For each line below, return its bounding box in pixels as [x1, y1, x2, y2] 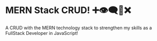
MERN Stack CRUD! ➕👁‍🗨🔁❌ [5, 5, 131, 16]
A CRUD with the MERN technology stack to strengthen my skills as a [5, 24, 152, 31]
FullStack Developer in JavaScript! [5, 30, 78, 36]
